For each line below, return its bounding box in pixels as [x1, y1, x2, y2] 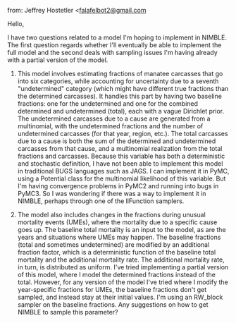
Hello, [7, 20, 25, 28]
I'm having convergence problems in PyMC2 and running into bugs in [17, 182, 219, 190]
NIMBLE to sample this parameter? [17, 308, 118, 316]
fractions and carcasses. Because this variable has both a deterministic [17, 152, 225, 160]
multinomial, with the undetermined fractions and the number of [17, 122, 204, 130]
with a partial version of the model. [7, 56, 108, 64]
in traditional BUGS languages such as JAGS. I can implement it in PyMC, [17, 167, 230, 175]
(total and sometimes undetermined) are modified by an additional [17, 240, 210, 249]
